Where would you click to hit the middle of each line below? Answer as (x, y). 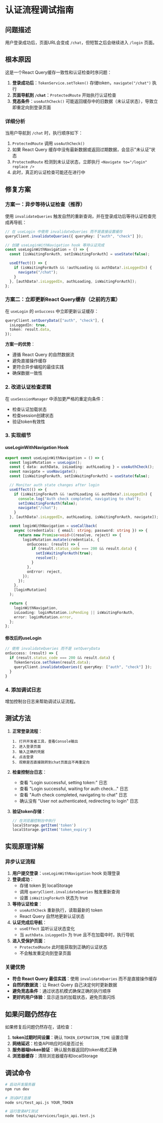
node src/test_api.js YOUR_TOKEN (39, 1102)
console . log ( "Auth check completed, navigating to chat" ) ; (79, 499)
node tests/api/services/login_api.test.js (50, 1116)
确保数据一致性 (27, 373)
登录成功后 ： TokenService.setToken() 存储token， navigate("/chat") (81, 83)
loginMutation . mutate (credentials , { (61, 540)
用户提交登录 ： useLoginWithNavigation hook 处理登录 (66, 873)
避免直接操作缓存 (29, 361)
